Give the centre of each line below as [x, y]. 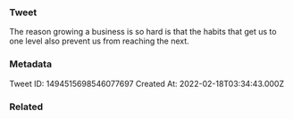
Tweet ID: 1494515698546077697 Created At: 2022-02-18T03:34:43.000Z [146, 83]
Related [26, 107]
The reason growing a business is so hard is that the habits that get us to [143, 32]
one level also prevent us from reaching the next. [99, 41]
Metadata [30, 64]
